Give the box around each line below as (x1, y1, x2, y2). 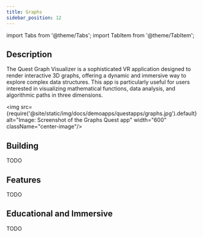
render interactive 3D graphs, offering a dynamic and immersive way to (6, 72, 186, 80)
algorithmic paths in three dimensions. (6, 91, 103, 99)
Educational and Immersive (6, 209, 113, 219)
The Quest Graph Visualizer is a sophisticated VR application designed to (6, 66, 191, 73)
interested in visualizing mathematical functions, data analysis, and (6, 85, 176, 92)
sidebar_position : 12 (6, 15, 62, 21)
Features (6, 175, 41, 185)
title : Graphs (6, 9, 43, 15)
